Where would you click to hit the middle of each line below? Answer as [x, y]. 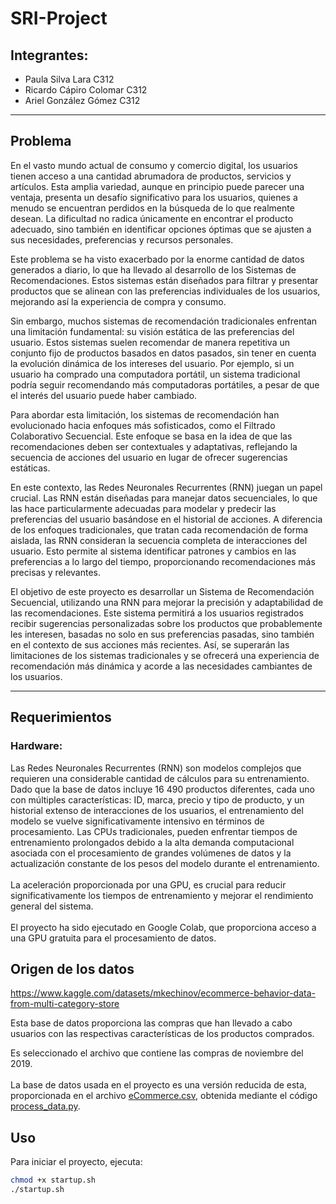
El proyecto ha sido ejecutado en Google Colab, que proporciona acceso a [163, 927]
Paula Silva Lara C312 [69, 79]
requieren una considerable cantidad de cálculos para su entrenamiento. [160, 778]
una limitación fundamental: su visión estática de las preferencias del [152, 331]
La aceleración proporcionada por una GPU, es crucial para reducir [148, 884]
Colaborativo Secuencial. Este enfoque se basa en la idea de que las [151, 436]
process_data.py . [45, 1106]
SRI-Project [59, 18]
